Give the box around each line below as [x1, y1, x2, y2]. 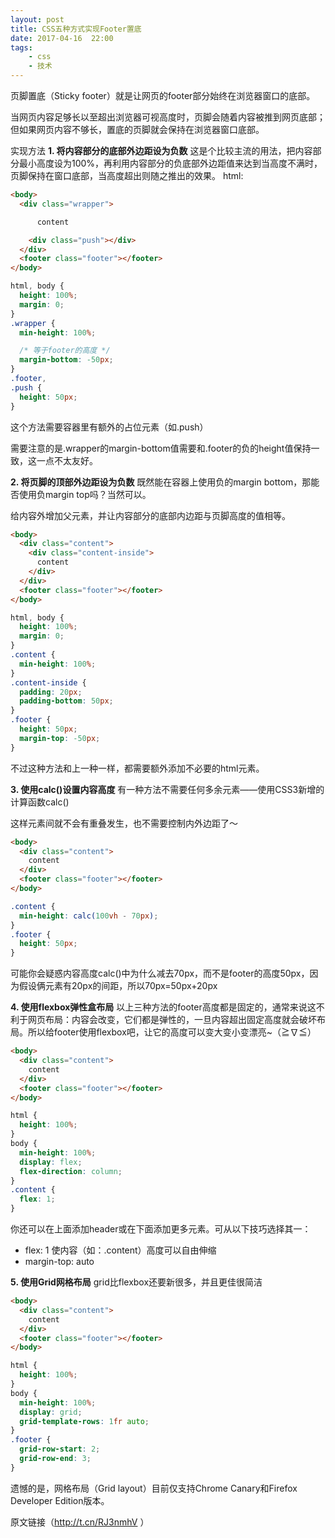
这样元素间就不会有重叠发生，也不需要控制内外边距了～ [10, 817, 238, 829]
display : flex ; [19, 1157, 83, 1167]
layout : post [10, 14, 65, 25]
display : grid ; [19, 1407, 83, 1417]
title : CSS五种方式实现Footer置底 [10, 24, 142, 34]
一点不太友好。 [36, 454, 98, 466]
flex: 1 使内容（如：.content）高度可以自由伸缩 [24, 1244, 217, 1256]
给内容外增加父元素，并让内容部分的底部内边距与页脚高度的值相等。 [10, 509, 291, 521]
